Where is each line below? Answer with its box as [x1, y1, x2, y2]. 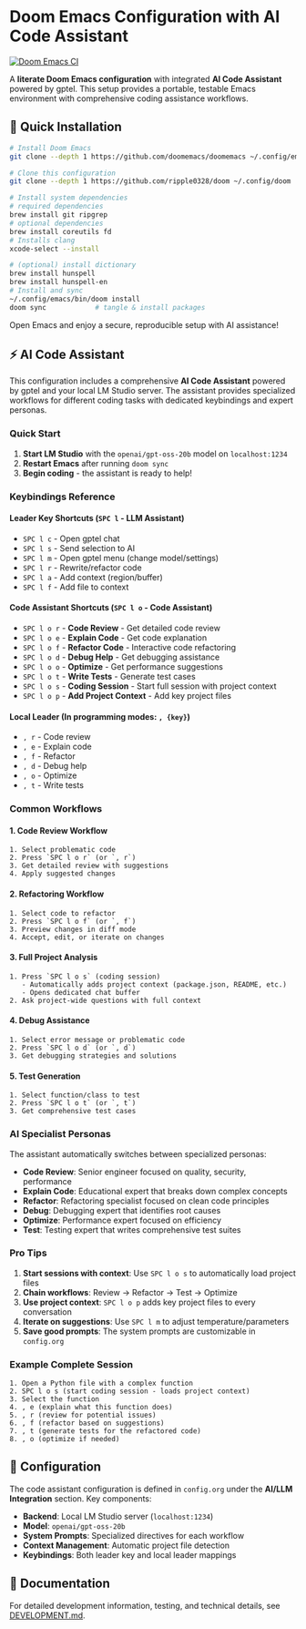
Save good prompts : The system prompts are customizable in [22, 1326, 256, 1337]
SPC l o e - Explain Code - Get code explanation [22, 632, 208, 643]
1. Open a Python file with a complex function [9, 1378, 194, 1388]
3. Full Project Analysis [9, 952, 98, 963]
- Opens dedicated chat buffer [21, 988, 141, 997]
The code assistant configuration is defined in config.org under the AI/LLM [9, 1483, 293, 1494]
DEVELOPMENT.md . [9, 1610, 86, 1621]
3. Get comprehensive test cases [9, 1107, 137, 1116]
